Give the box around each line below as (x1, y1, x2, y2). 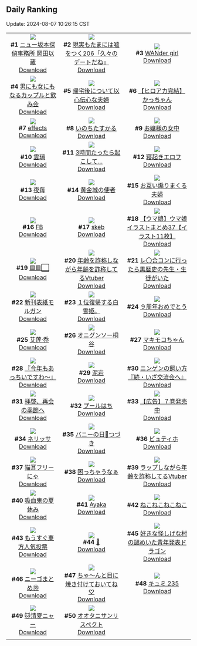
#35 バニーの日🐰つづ (62, 430, 121, 438)
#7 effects (18, 123, 47, 132)
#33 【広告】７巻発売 (127, 397, 188, 405)
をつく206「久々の (65, 49, 118, 58)
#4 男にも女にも (11, 82, 56, 90)
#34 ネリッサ (14, 435, 52, 443)
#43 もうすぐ (11, 534, 49, 542)
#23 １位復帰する (64, 298, 113, 306)
